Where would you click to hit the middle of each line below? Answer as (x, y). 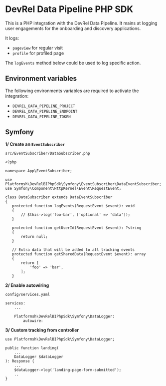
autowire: (33, 321)
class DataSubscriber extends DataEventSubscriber (59, 197)
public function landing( (32, 348)
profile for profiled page (38, 53)
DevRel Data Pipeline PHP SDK (69, 9)
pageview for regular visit (38, 48)
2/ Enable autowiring (27, 285)
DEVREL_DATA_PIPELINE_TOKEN (41, 117)
